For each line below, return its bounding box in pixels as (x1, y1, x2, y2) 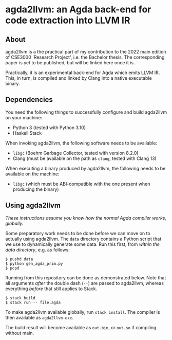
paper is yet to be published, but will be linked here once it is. (5, 60, 135, 65)
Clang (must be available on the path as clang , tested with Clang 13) (12, 155, 157, 162)
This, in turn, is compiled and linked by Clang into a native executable (5, 75, 152, 81)
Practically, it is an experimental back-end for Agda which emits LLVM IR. (5, 69, 160, 76)
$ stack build (5, 295, 36, 300)
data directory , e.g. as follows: (5, 246, 70, 253)
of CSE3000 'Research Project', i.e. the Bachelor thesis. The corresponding (5, 54, 165, 60)
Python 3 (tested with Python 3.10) (12, 124, 86, 131)
